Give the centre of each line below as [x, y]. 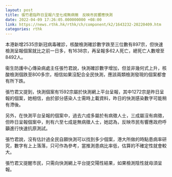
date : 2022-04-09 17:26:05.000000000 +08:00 [53, 19]
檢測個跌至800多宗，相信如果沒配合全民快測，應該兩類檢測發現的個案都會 [88, 74]
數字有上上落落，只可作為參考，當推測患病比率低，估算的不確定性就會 [88, 146]
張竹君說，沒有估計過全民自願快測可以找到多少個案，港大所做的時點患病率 [84, 140]
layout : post [19, 10]
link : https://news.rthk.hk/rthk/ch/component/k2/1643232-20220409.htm [83, 24]
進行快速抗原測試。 [30, 128]
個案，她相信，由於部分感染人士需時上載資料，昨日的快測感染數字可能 [88, 99]
